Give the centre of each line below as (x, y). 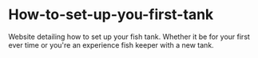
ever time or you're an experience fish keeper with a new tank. (111, 44)
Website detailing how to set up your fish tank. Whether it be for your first (129, 37)
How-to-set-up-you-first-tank (111, 15)
